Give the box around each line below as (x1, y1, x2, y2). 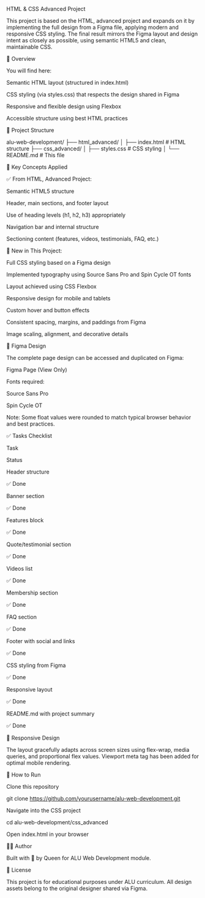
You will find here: (6, 67, 52, 74)
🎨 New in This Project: (6, 247, 62, 254)
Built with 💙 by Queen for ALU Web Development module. (6, 854, 151, 862)
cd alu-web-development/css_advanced (6, 819, 108, 826)
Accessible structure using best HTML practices (6, 115, 129, 122)
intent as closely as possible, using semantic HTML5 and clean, (6, 37, 166, 44)
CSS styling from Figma (6, 662, 66, 669)
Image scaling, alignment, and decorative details (6, 330, 129, 337)
